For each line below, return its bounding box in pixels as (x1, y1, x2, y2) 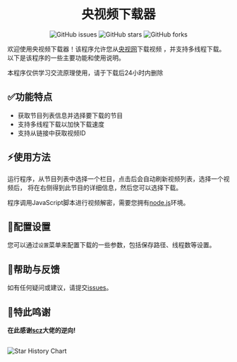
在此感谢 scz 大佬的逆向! (7, 326, 76, 335)
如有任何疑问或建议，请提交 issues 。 (7, 283, 113, 292)
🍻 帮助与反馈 (7, 263, 60, 275)
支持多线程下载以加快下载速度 (17, 120, 104, 128)
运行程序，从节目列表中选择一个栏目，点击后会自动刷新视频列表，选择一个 (7, 174, 224, 183)
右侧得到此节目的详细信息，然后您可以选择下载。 (39, 183, 182, 192)
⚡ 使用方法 (7, 151, 51, 163)
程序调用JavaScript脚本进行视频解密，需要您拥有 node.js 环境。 (7, 198, 190, 206)
